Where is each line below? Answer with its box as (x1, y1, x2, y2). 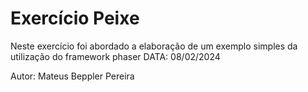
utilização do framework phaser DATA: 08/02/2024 (10, 50, 221, 62)
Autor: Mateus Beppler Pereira (10, 70, 135, 82)
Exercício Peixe (10, 7, 140, 30)
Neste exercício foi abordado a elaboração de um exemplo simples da (10, 40, 298, 52)
